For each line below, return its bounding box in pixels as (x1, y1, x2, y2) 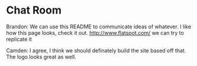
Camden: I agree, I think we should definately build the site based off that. (6, 47, 186, 54)
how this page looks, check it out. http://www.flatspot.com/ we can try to (6, 29, 185, 36)
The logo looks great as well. (6, 53, 76, 60)
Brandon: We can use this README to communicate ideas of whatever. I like (6, 23, 191, 30)
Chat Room (6, 4, 62, 17)
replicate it (6, 35, 33, 42)
